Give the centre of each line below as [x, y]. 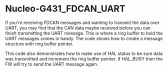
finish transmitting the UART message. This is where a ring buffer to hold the [84, 33]
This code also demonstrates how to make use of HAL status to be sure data [84, 53]
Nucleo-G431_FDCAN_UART [65, 9]
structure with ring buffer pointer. [39, 43]
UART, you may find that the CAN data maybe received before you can [78, 27]
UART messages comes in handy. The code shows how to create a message [84, 38]
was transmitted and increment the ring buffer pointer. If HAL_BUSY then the [84, 58]
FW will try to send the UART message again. [52, 64]
